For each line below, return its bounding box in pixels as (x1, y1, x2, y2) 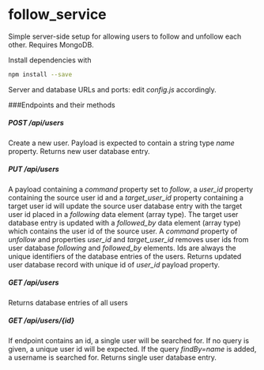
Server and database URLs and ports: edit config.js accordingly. (8, 84, 217, 94)
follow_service (8, 6, 107, 24)
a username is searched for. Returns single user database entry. (8, 353, 217, 362)
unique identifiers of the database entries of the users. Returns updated (8, 251, 242, 261)
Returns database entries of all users (8, 297, 128, 307)
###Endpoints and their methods (8, 100, 116, 110)
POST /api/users (8, 118, 65, 128)
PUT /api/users (8, 164, 59, 174)
